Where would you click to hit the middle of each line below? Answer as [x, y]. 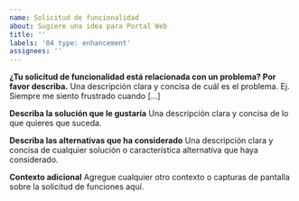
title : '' [28, 34]
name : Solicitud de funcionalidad [75, 18]
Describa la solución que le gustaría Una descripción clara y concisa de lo [149, 114]
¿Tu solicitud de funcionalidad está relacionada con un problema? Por [143, 77]
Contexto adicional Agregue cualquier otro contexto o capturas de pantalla [150, 178]
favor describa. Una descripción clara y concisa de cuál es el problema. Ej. [149, 87]
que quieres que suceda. [56, 123]
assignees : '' [36, 51]
